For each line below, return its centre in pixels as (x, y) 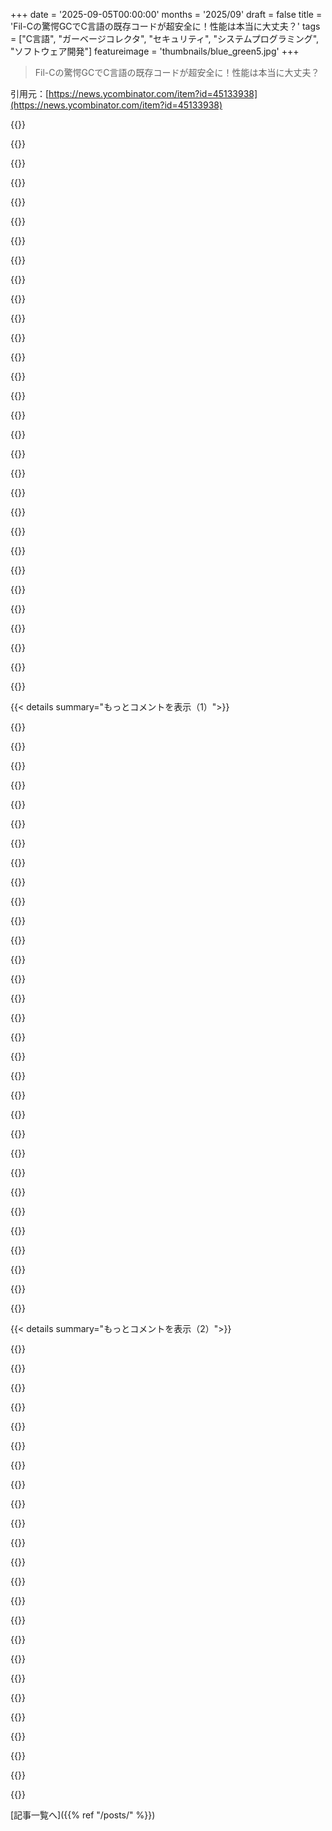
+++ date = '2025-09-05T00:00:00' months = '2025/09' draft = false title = (166, 14)
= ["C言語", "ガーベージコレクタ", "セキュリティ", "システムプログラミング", (165, 38)
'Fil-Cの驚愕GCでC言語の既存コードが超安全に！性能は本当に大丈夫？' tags (165, 26)
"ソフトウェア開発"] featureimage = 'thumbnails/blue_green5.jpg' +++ (155, 51)
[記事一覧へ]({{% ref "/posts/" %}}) (83, 1815)
